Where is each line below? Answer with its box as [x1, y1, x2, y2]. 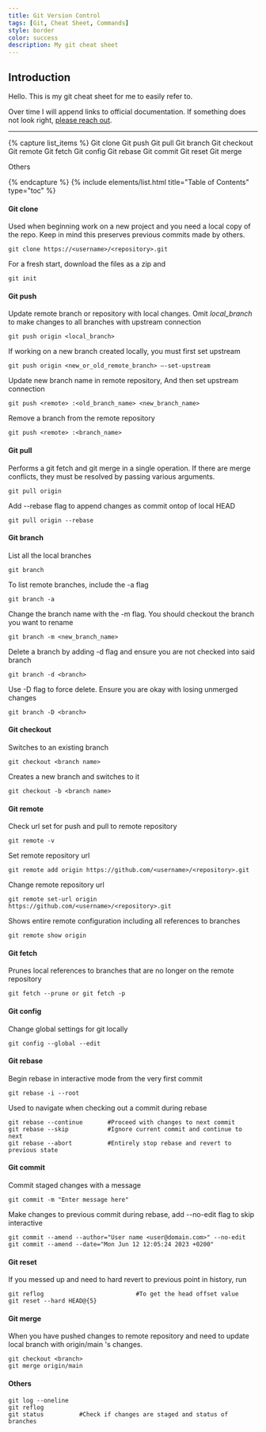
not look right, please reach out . [8, 115, 112, 125]
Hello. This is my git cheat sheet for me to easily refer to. [8, 91, 193, 101]
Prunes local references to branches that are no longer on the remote [8, 966, 234, 976]
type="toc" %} [8, 186, 57, 195]
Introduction [8, 71, 71, 84]
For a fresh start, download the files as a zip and [8, 259, 166, 269]
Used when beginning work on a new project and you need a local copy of [8, 221, 251, 231]
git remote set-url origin [8, 896, 97, 904]
